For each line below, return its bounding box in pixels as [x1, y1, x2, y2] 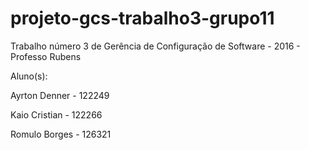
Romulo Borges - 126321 [10, 128, 112, 140]
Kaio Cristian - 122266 [10, 108, 103, 121]
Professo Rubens [10, 50, 82, 62]
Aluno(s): [10, 70, 48, 82]
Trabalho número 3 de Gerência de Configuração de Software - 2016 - [10, 40, 301, 52]
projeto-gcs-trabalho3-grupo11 [10, 7, 275, 30]
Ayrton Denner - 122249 [10, 89, 110, 101]
